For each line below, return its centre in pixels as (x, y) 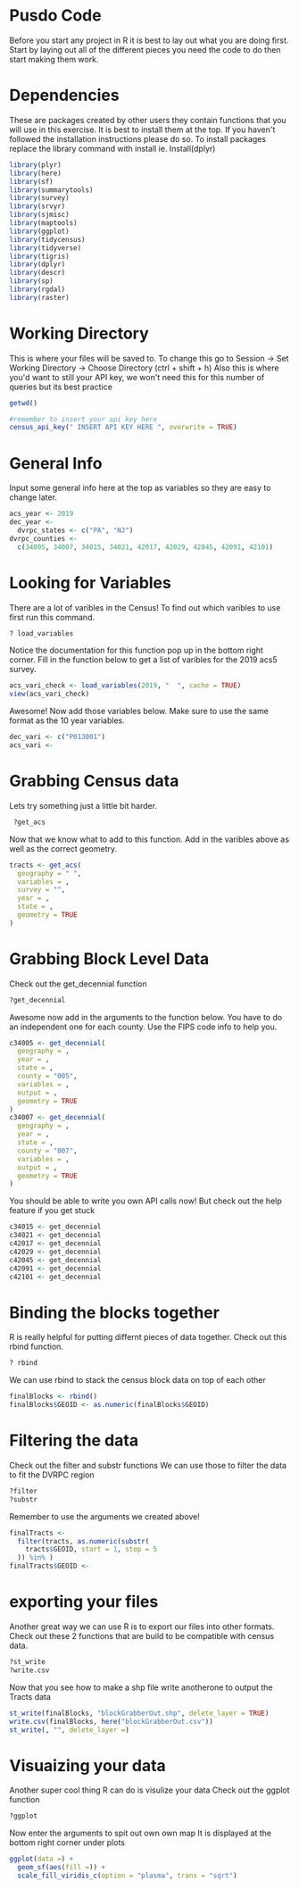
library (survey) (39, 198)
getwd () (24, 403)
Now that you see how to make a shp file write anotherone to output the (141, 1687)
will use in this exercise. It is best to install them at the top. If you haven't (142, 129)
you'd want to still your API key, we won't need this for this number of (137, 377)
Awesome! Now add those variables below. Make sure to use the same (139, 711)
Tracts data (30, 1696)
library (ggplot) (39, 231)
